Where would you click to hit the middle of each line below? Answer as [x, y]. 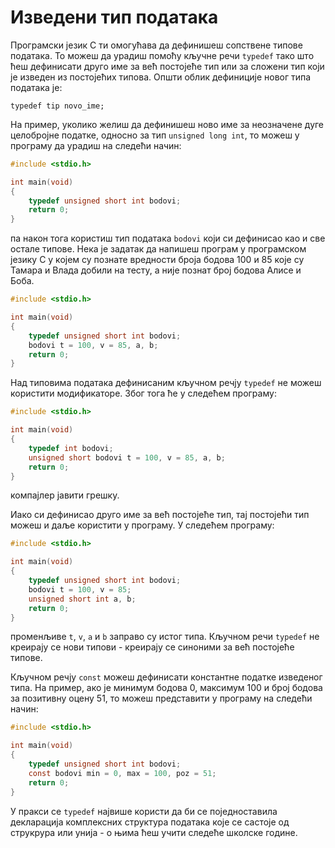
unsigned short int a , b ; [82, 599]
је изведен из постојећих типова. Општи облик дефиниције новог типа [161, 77]
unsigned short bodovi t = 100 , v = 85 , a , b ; [127, 457]
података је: [36, 87]
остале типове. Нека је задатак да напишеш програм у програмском [158, 249]
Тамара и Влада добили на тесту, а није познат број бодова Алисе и [156, 270]
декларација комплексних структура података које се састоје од [150, 822]
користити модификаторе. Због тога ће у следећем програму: [143, 393]
